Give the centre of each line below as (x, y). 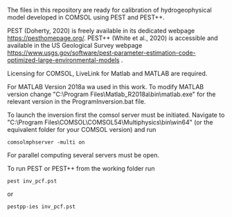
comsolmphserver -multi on (46, 142)
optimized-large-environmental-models (63, 60)
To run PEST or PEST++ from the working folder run (81, 168)
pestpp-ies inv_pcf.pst (42, 207)
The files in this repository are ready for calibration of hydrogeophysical (110, 10)
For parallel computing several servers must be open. (83, 155)
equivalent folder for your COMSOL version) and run (82, 130)
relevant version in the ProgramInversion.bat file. (77, 102)
